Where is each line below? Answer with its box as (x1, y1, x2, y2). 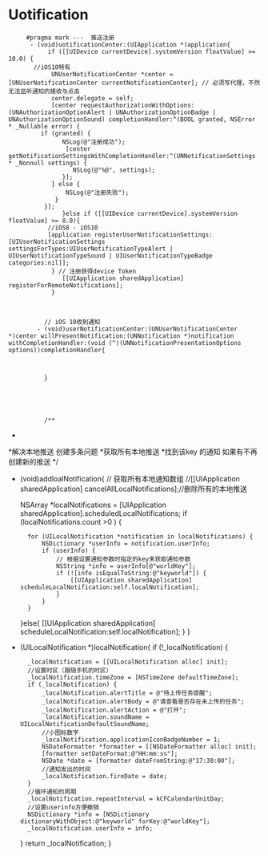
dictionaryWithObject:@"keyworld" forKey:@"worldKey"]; (19, 817, 210, 826)
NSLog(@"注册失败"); (65, 189, 130, 197)
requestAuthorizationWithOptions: (79, 101, 195, 109)
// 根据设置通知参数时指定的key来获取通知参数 (55, 555, 191, 563)
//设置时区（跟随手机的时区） (27, 666, 113, 675)
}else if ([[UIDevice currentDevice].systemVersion (62, 209, 238, 217)
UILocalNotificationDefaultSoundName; (19, 720, 150, 728)
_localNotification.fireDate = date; (41, 772, 168, 780)
